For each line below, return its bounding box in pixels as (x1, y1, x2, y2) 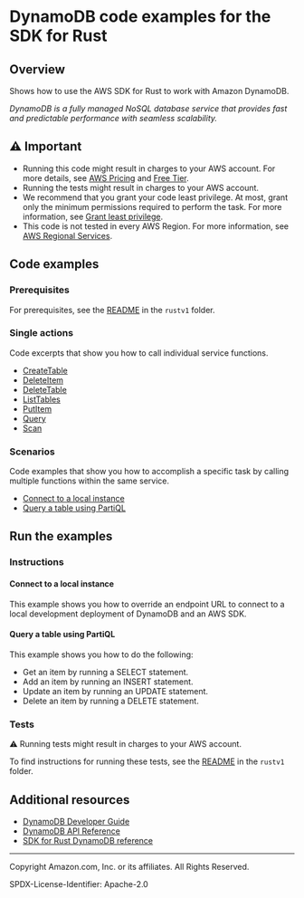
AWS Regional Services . (22, 230, 113, 241)
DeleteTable (22, 384, 68, 395)
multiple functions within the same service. (9, 475, 170, 486)
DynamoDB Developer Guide (22, 816, 130, 826)
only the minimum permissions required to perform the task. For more (22, 201, 282, 212)
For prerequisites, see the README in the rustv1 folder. (9, 304, 215, 315)
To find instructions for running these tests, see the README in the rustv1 (9, 756, 285, 767)
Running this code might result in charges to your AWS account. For (22, 163, 276, 174)
